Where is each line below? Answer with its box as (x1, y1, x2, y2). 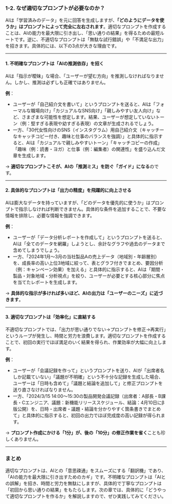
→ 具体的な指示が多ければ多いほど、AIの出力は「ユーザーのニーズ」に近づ (5, 290, 163, 296)
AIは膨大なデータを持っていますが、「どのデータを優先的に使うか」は (5, 199, 151, 206)
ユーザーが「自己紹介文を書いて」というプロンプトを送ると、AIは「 (12, 101, 156, 107)
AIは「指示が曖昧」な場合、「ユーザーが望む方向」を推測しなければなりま (5, 73, 160, 79)
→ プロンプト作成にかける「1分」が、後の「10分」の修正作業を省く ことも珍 (5, 430, 166, 436)
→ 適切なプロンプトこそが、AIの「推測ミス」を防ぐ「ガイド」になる (5, 163, 150, 169)
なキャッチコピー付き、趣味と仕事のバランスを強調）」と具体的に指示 (12, 133, 159, 139)
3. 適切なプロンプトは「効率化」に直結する (5, 314, 96, 320)
